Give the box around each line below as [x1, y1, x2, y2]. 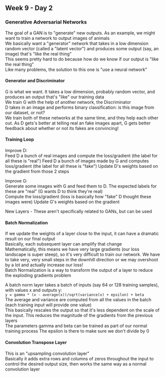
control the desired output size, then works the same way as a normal [5, 361, 147, 367]
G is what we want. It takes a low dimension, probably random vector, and [5, 89, 155, 94]
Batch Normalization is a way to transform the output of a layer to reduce [5, 267, 153, 273]
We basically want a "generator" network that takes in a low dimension [5, 40, 149, 46]
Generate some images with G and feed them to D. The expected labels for [5, 183, 157, 189]
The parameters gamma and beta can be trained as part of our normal [5, 323, 148, 329]
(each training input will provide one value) [5, 302, 92, 308]
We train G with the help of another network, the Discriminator [5, 99, 132, 105]
